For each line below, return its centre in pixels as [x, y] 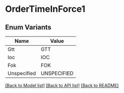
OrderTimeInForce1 [45, 9]
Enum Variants [28, 27]
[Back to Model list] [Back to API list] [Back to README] [62, 85]
